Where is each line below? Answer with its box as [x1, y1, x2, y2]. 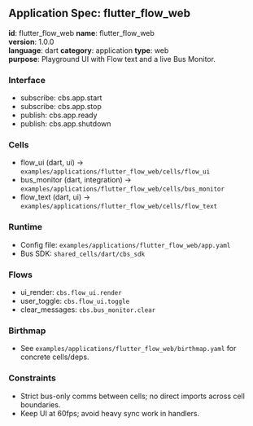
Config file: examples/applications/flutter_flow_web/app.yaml [20, 239, 231, 249]
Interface [8, 74, 46, 86]
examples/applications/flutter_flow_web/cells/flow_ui [20, 168, 211, 176]
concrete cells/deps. [20, 352, 89, 362]
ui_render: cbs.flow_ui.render [20, 288, 122, 296]
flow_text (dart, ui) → [20, 192, 91, 202]
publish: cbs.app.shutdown [20, 119, 111, 129]
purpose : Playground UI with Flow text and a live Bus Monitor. [8, 54, 216, 64]
